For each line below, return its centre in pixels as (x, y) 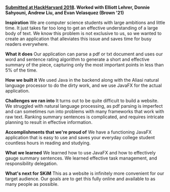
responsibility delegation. (32, 164)
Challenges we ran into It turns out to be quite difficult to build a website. (82, 101)
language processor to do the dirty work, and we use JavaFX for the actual (84, 85)
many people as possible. (32, 184)
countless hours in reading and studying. (48, 143)
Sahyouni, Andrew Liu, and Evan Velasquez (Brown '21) (65, 13)
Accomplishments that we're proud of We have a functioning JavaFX (78, 132)
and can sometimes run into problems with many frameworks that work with (85, 111)
